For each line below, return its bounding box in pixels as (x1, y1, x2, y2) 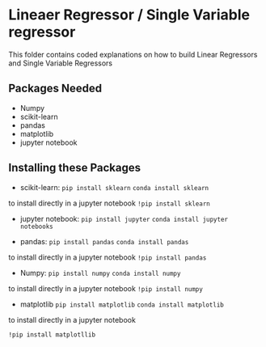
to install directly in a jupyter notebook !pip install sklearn (8, 198, 210, 208)
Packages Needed (8, 82, 103, 95)
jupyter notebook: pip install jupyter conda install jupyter (19, 214, 229, 223)
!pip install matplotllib (8, 330, 95, 339)
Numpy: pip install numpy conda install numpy (19, 268, 181, 277)
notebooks (19, 222, 54, 231)
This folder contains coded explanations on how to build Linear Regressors (8, 49, 258, 59)
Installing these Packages (8, 161, 141, 175)
